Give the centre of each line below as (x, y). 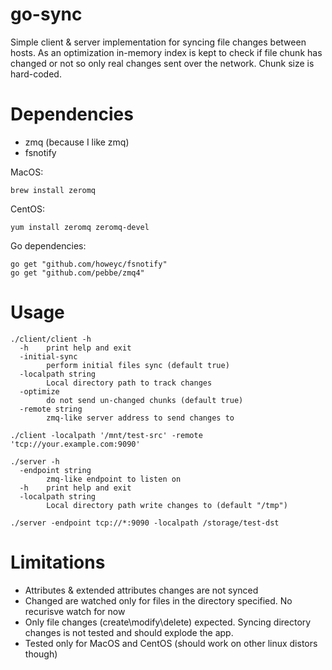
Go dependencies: (48, 245)
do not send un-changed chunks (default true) (145, 400)
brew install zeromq (53, 190)
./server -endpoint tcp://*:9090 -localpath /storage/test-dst (145, 523)
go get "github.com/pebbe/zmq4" (77, 273)
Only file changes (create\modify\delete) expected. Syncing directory (168, 622)
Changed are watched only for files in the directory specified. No (158, 600)
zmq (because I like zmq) (77, 142)
